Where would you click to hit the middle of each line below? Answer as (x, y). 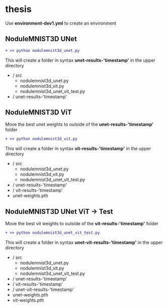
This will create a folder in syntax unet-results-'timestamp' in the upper (80, 60)
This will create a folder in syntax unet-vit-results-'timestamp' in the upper (84, 242)
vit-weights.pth (28, 300)
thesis (18, 9)
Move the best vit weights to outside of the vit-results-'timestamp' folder (82, 224)
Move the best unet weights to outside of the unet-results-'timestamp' (79, 125)
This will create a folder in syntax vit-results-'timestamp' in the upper (78, 149)
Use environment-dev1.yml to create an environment (61, 23)
